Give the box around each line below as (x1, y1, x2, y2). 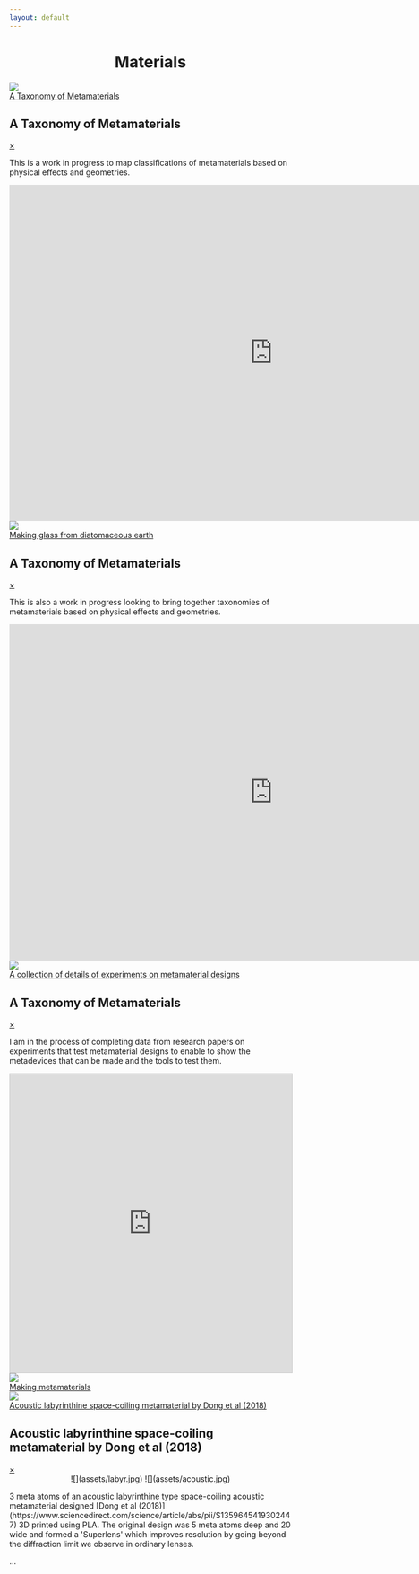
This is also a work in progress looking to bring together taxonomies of (9, 597, 270, 608)
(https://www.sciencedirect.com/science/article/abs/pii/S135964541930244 (9, 1509, 291, 1520)
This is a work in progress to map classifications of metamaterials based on (9, 158, 288, 169)
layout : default (9, 13, 70, 22)
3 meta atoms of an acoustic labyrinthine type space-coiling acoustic (9, 1491, 265, 1501)
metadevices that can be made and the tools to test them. (9, 1056, 222, 1065)
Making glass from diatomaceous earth (9, 530, 154, 541)
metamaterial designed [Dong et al (9, 1500, 137, 1511)
